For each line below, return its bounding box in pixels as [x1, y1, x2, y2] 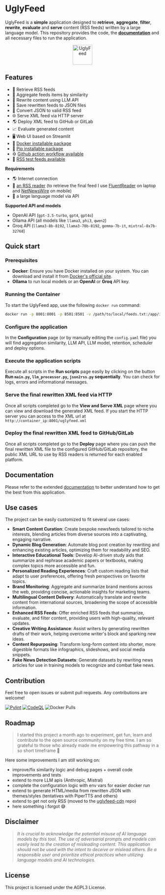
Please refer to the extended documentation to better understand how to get [5, 484, 160, 490]
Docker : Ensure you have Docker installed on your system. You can [12, 268, 149, 274]
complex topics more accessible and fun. [12, 563, 96, 569]
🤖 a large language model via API [12, 193, 80, 199]
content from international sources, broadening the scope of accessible [12, 600, 158, 606]
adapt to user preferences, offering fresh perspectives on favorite [12, 573, 146, 579]
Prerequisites [5, 257, 38, 264]
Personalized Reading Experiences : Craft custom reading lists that [12, 568, 149, 574]
